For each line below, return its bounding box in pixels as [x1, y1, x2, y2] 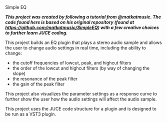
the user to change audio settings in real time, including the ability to [5, 45, 146, 50]
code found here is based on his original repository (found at [5, 19, 134, 25]
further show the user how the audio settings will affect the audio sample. [5, 96, 157, 102]
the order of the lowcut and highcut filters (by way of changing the [12, 65, 150, 71]
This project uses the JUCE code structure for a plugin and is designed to [5, 106, 156, 111]
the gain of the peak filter [12, 81, 65, 87]
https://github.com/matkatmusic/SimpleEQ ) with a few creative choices [5, 24, 159, 30]
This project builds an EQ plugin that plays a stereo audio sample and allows [5, 39, 162, 45]
